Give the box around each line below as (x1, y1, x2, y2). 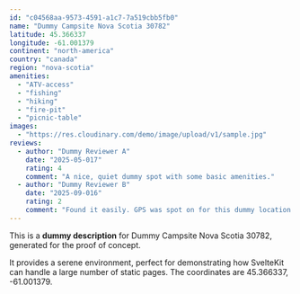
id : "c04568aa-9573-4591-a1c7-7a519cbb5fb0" (9, 13, 179, 22)
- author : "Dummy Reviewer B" (17, 181, 130, 190)
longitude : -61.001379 (9, 38, 94, 48)
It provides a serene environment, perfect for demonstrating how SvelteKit (9, 257, 285, 268)
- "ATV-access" (17, 80, 75, 89)
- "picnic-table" (17, 113, 83, 122)
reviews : (9, 138, 42, 147)
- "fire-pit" (17, 105, 66, 114)
